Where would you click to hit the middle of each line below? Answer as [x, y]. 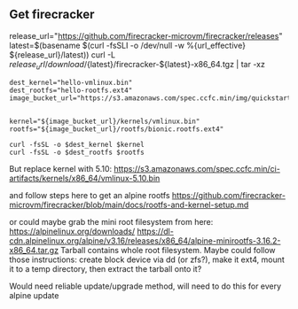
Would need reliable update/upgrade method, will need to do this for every [145, 286]
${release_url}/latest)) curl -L [63, 54]
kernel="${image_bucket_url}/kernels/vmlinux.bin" [105, 121]
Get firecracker [52, 15]
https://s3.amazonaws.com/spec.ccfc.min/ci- [197, 168]
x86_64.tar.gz [34, 250]
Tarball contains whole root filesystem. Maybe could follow [169, 250]
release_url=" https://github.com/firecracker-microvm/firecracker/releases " [146, 35]
